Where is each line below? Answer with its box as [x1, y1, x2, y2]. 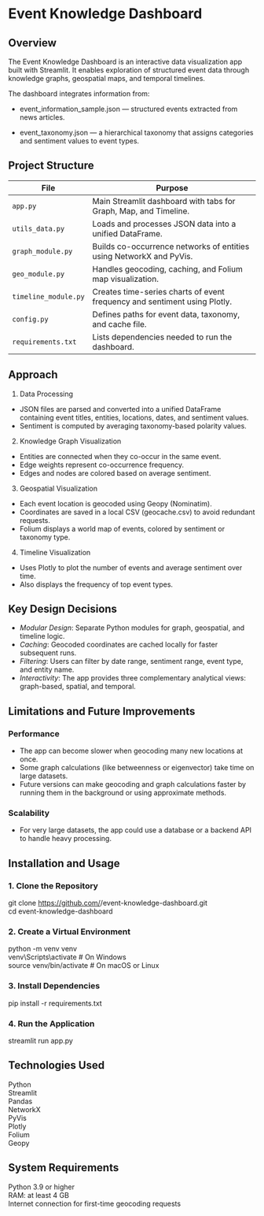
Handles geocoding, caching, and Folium [92, 263, 244, 274]
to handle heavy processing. [19, 834, 112, 843]
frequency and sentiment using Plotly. [92, 296, 233, 307]
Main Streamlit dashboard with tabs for [92, 195, 236, 206]
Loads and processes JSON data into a [92, 218, 236, 229]
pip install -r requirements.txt [8, 998, 102, 1008]
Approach [8, 368, 58, 382]
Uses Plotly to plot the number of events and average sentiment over [19, 562, 243, 572]
